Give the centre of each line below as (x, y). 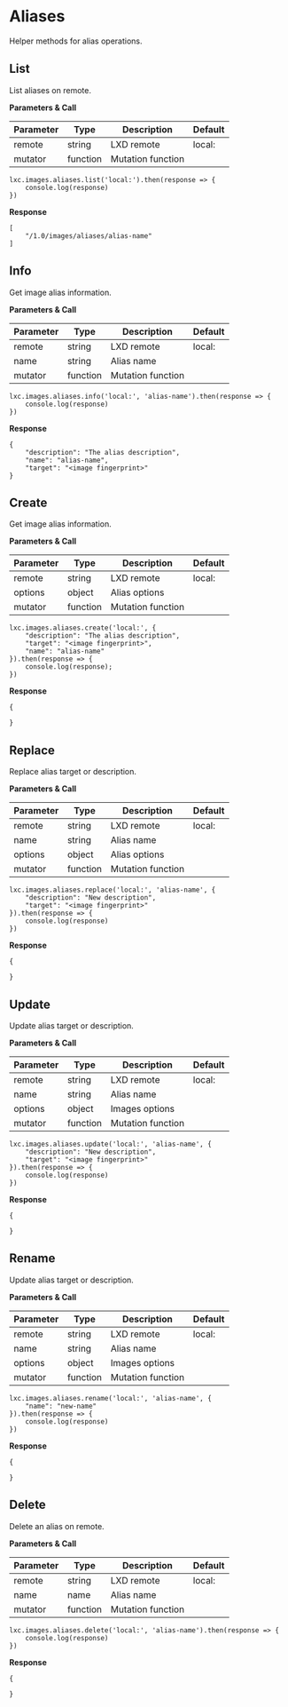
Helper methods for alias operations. (76, 41)
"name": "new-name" (61, 1406)
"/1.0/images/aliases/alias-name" (89, 236)
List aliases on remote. (50, 90)
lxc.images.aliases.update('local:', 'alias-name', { (111, 1144)
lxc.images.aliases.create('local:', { (83, 628)
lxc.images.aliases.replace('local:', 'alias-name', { (113, 890)
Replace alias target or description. (73, 772)
